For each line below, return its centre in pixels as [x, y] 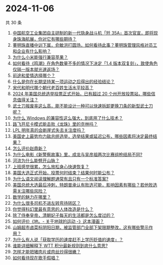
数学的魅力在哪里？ [32, 197]
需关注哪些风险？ [30, 191]
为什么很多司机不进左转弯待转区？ [47, 203]
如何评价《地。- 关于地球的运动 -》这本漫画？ [58, 221]
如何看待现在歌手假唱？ [36, 258]
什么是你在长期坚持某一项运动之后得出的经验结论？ [64, 81]
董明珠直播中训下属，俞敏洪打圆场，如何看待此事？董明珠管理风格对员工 [85, 45]
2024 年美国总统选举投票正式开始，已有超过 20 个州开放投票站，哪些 [82, 93]
